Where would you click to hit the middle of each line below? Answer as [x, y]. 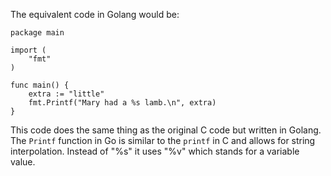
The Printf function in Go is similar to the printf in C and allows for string [163, 140]
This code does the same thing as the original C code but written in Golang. [166, 130]
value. [23, 162]
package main [37, 33]
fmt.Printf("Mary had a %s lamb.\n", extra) [122, 103]
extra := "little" [66, 94]
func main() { [40, 85]
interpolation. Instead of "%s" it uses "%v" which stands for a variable [155, 151]
